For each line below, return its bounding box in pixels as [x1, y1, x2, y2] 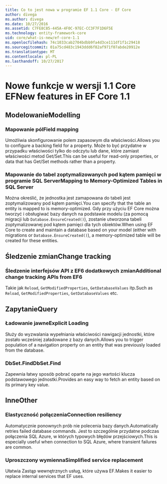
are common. [5, 444, 33, 450]
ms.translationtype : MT [5, 49, 55, 54]
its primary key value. [5, 382, 50, 388]
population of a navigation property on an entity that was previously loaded [5, 342, 160, 348]
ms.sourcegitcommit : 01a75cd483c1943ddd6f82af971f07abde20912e [5, 45, 140, 50]
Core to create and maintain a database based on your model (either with [5, 227, 156, 233]
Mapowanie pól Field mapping [5, 126, 79, 133]
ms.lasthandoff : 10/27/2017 [5, 59, 64, 64]
